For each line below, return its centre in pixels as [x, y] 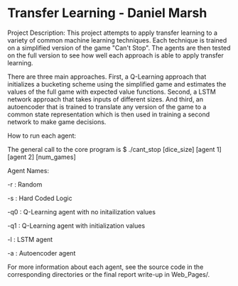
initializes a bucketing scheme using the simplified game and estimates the [117, 84]
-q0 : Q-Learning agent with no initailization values [82, 211]
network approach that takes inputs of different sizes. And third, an [106, 99]
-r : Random [25, 184]
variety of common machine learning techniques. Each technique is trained [117, 40]
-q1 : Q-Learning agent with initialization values [76, 226]
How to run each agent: [42, 136]
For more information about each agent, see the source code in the [106, 267]
